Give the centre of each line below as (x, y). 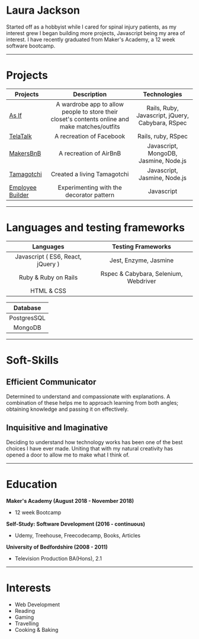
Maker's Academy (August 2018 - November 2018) (70, 501)
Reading (25, 610)
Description (90, 94)
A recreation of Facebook (90, 136)
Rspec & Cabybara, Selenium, (142, 273)
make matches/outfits (90, 127)
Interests (29, 588)
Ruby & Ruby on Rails (48, 277)
